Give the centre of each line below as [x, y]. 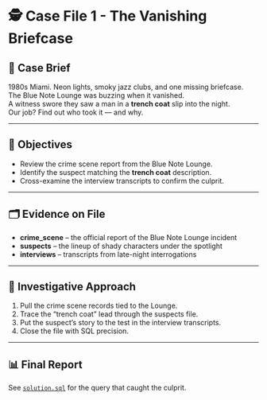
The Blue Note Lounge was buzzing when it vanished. [97, 95]
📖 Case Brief [39, 68]
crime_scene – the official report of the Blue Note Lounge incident [128, 237]
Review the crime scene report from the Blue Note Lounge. [116, 164]
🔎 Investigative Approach [72, 287]
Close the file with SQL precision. [74, 331]
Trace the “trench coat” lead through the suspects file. [109, 314]
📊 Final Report [45, 365]
